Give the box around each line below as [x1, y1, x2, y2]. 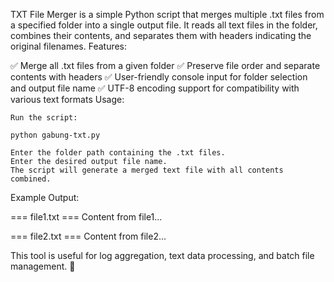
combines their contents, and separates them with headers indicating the [10, 30, 312, 41]
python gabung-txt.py [10, 130, 101, 140]
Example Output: [10, 192, 80, 203]
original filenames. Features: [10, 40, 128, 52]
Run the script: [10, 113, 78, 123]
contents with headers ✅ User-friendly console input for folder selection [10, 71, 308, 83]
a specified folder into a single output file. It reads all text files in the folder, [10, 19, 318, 31]
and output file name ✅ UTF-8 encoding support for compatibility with [10, 82, 300, 94]
